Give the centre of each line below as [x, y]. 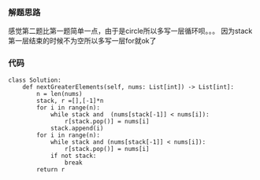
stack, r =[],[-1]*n [70, 101]
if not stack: [73, 156]
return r [51, 169]
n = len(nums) [59, 94]
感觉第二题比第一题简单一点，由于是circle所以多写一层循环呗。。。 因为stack [130, 31]
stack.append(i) [77, 128]
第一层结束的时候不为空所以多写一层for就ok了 [82, 41]
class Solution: [35, 80]
